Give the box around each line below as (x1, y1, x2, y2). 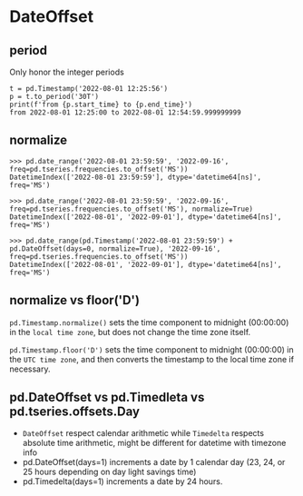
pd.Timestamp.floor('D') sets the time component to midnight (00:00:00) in (9, 343, 294, 355)
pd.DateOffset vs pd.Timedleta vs (9, 390, 205, 405)
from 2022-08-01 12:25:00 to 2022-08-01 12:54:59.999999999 (9, 108, 242, 117)
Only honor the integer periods (9, 66, 124, 77)
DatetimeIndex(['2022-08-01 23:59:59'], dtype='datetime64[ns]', (9, 173, 261, 182)
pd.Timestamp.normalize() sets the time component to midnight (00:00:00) (9, 316, 289, 328)
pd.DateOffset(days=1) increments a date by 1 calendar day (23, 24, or (22, 457, 286, 468)
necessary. (9, 363, 52, 374)
